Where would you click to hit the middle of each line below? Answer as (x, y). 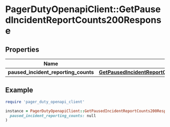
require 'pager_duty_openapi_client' (45, 102)
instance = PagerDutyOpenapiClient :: (45, 111)
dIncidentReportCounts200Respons (83, 20)
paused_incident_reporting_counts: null (53, 116)
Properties (22, 49)
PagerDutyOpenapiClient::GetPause (83, 9)
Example (19, 90)
